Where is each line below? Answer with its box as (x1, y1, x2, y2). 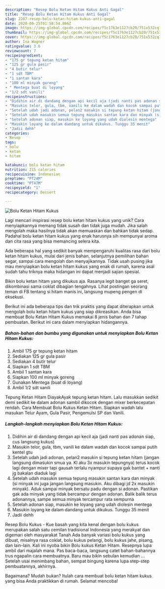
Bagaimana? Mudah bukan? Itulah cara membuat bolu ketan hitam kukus (5, 573, 152, 579)
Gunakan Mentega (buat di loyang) (12, 379, 82, 385)
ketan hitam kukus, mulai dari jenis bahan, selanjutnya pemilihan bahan (5, 253, 149, 259)
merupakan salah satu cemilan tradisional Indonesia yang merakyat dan (5, 527, 150, 532)
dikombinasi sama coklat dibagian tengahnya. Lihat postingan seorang (5, 283, 147, 289)
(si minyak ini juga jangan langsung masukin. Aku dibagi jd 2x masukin (12, 480, 155, 486)
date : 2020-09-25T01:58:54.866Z (5, 21, 71, 26)
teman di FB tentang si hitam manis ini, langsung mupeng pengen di (5, 288, 142, 294)
